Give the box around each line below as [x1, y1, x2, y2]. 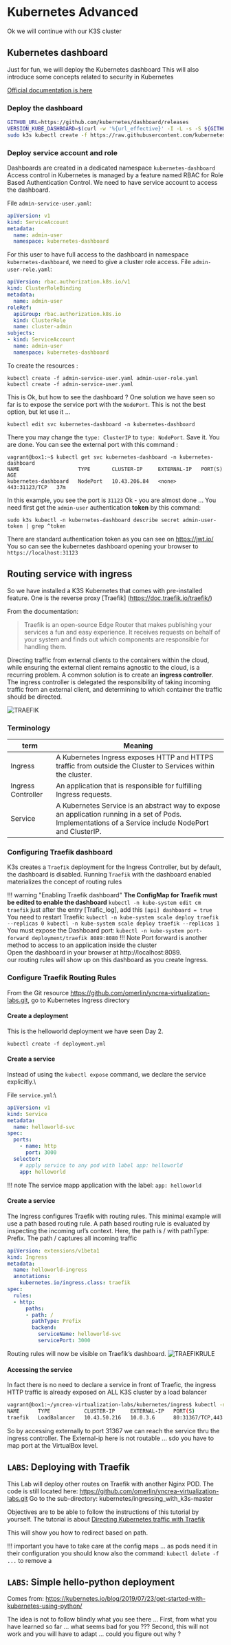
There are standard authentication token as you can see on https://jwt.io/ [7, 535, 214, 543]
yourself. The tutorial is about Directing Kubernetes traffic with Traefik [7, 1515, 205, 1523]
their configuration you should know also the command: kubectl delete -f [7, 1549, 219, 1557]
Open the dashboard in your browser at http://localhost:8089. [7, 948, 182, 957]
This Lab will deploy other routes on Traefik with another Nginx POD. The [7, 1479, 214, 1488]
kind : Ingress [7, 1253, 48, 1261]
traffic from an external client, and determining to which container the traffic [7, 685, 223, 693]
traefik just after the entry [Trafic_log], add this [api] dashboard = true [7, 906, 212, 914]
